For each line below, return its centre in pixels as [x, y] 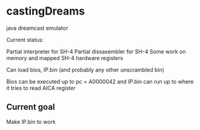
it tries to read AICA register [41, 88]
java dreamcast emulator [37, 28]
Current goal [31, 107]
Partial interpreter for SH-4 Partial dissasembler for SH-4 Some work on [96, 51]
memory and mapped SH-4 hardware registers [65, 58]
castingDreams [46, 11]
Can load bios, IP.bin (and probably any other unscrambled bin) [85, 70]
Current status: [25, 39]
